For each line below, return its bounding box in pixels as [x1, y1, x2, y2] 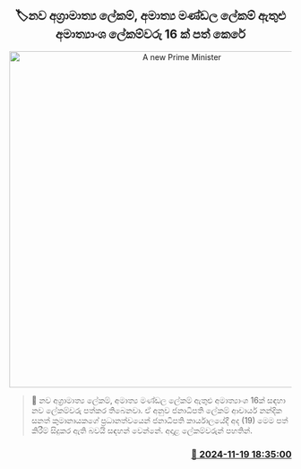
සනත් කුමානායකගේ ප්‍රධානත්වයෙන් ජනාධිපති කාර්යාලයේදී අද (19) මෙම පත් [30, 414, 288, 425]
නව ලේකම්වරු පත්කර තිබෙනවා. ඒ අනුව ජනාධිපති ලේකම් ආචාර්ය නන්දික [30, 404, 282, 415]
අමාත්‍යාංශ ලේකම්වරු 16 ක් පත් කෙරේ [55, 27, 246, 42]
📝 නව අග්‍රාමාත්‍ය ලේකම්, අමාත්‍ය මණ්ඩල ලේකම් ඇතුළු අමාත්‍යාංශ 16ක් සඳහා [30, 395, 287, 405]
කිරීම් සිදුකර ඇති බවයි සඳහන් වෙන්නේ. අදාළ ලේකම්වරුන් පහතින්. [30, 425, 254, 436]
